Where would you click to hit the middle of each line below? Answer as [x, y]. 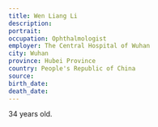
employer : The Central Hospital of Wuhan [79, 46]
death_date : [28, 91]
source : [21, 76]
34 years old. [30, 114]
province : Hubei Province [52, 61]
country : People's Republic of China [72, 69]
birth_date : [28, 83]
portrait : [25, 31]
